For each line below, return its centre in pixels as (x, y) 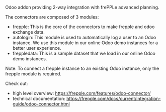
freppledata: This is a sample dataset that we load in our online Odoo (84, 53)
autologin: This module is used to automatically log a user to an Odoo (84, 37)
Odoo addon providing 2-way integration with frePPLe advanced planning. (82, 7)
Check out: (17, 83)
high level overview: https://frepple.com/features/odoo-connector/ (81, 93)
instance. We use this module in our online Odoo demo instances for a (85, 43)
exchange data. (29, 32)
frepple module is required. (33, 74)
